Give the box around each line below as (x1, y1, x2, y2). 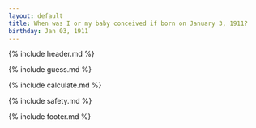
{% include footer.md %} (8, 112, 92, 122)
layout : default (8, 11, 63, 20)
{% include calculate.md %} (8, 80, 102, 90)
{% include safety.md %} (8, 96, 92, 106)
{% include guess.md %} (8, 65, 92, 75)
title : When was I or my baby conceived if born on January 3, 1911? (8, 19, 249, 28)
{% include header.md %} (8, 49, 95, 59)
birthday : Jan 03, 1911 (8, 27, 89, 35)
